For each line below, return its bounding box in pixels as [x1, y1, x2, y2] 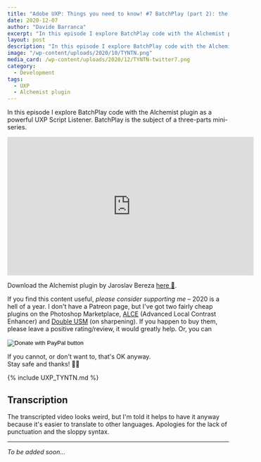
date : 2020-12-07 [7, 17, 58, 24]
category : [7, 63, 37, 70]
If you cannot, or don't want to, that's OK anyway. [7, 352, 151, 361]
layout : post [7, 37, 46, 44]
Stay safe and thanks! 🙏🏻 [7, 360, 80, 368]
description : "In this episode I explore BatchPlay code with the [7, 43, 206, 50]
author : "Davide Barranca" [7, 23, 87, 30]
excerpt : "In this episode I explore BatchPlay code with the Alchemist [7, 30, 225, 37]
